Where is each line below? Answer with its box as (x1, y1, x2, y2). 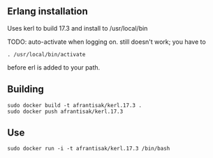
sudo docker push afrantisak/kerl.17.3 (7, 108, 124, 115)
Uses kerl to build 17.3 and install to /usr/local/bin (7, 24, 148, 32)
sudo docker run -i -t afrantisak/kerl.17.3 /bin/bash (7, 145, 170, 152)
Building (7, 84, 44, 95)
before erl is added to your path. (7, 63, 101, 72)
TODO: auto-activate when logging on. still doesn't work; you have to (7, 38, 206, 46)
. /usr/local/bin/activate (7, 51, 86, 58)
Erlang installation (7, 6, 89, 17)
